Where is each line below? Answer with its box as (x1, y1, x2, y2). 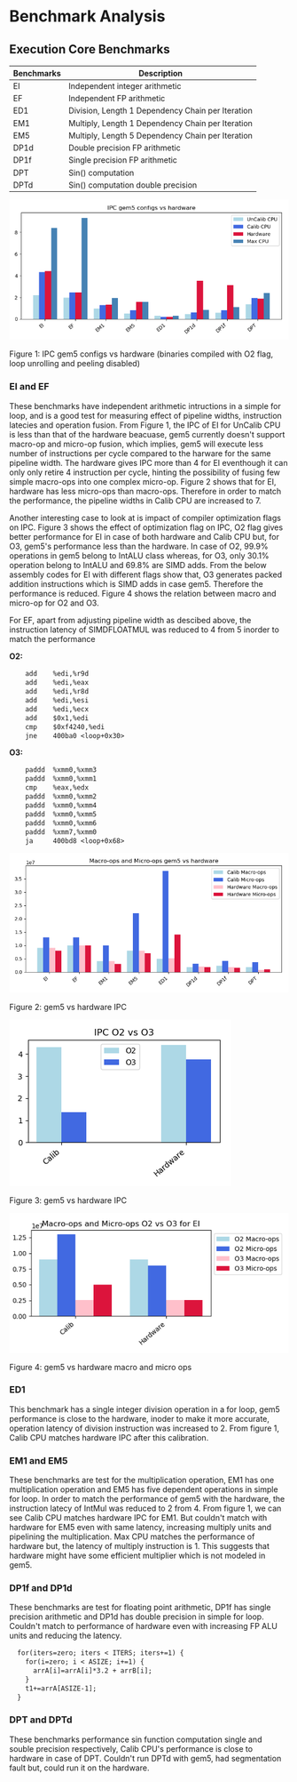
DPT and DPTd (9, 1714, 73, 1726)
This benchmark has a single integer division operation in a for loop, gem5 (9, 1403, 281, 1415)
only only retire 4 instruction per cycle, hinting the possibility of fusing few (9, 467, 281, 478)
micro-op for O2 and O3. (9, 598, 99, 608)
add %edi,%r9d (25, 669, 90, 678)
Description (138, 68, 184, 78)
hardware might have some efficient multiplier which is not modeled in (9, 1550, 266, 1561)
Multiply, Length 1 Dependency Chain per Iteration (68, 117, 253, 128)
